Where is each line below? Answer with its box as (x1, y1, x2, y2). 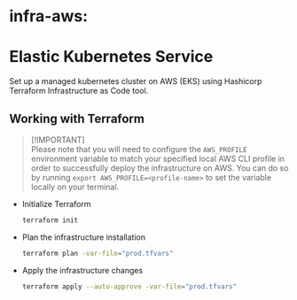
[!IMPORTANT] (30, 135, 86, 145)
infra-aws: (9, 6, 89, 27)
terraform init (21, 215, 79, 225)
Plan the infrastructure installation (21, 232, 146, 242)
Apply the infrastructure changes (21, 265, 144, 275)
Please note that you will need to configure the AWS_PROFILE (30, 143, 247, 154)
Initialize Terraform (21, 198, 91, 209)
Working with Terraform (9, 111, 145, 126)
